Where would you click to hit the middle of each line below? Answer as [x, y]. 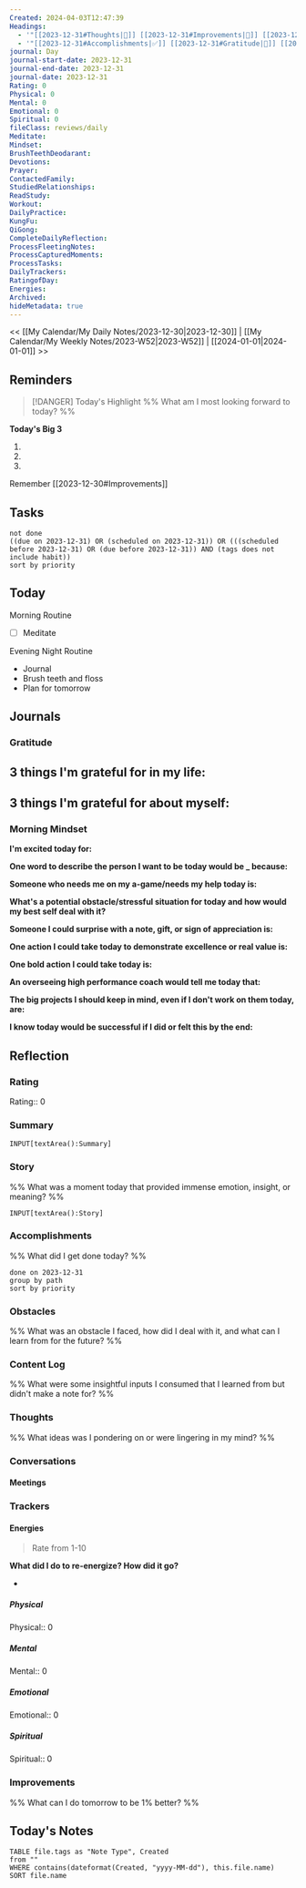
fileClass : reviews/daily [58, 128]
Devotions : [30, 162]
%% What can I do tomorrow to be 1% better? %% [104, 1802]
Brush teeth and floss [63, 678]
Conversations [43, 1461]
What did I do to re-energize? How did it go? [94, 1566]
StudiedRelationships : [52, 188]
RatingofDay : [34, 281]
